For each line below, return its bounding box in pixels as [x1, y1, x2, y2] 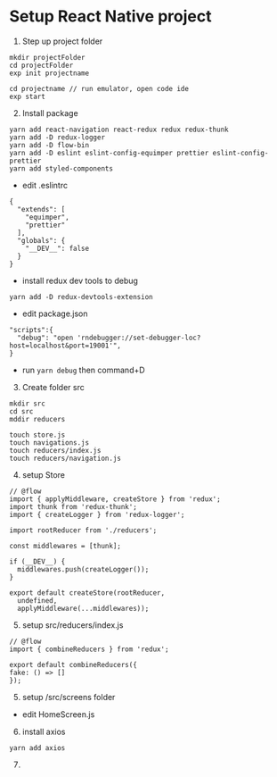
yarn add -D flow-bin [9, 140, 90, 149]
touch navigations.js [9, 438, 90, 447]
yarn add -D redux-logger [9, 132, 105, 142]
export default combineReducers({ [9, 660, 138, 669]
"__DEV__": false [25, 244, 90, 253]
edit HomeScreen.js [21, 708, 95, 720]
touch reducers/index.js [9, 446, 102, 455]
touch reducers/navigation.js [9, 454, 122, 463]
